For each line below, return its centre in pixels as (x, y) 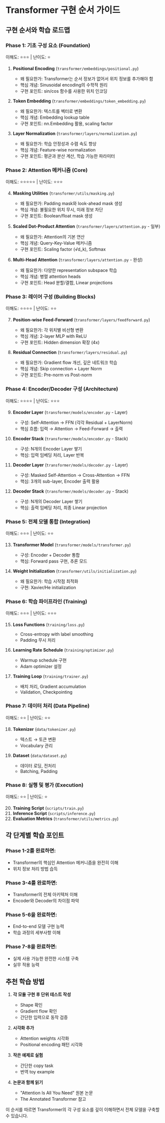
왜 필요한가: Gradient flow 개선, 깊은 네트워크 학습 (69, 362)
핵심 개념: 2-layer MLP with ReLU (53, 336)
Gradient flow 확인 (39, 1011)
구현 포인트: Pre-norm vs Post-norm (56, 375)
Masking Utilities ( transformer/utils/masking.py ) (64, 193)
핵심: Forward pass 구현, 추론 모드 (54, 561)
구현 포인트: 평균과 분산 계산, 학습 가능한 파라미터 (67, 156)
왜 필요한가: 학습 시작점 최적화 (49, 581)
